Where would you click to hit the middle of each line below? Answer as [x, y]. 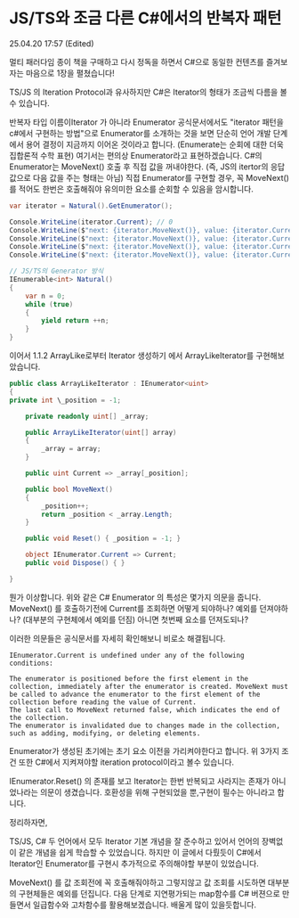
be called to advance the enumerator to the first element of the [135, 694]
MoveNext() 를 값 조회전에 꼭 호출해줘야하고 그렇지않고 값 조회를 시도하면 [137, 882]
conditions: [31, 663]
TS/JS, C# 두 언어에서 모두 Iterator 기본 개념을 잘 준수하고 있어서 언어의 [134, 841]
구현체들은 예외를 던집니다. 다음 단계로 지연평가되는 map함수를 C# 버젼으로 [149, 893]
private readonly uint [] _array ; [87, 416]
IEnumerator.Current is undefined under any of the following [127, 655]
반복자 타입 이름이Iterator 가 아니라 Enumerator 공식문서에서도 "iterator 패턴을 [147, 122]
